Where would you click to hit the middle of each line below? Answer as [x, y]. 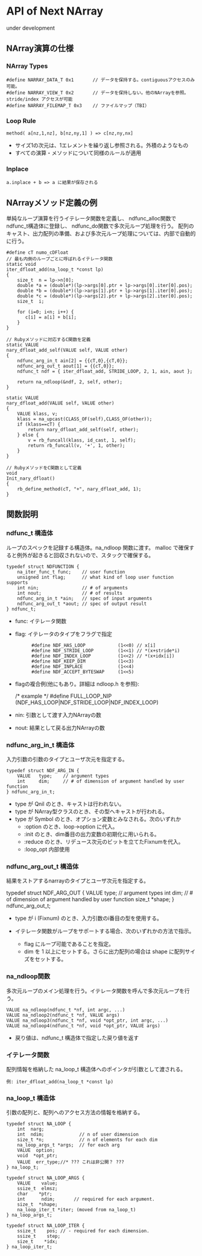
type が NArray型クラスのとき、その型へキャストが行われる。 [91, 811]
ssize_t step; [39, 1237]
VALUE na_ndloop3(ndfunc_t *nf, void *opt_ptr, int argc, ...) [87, 1020]
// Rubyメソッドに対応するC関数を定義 [49, 340]
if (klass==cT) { [39, 425]
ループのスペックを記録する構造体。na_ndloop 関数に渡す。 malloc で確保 [98, 547]
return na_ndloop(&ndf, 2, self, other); [70, 382]
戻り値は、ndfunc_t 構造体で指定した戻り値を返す [77, 1037]
